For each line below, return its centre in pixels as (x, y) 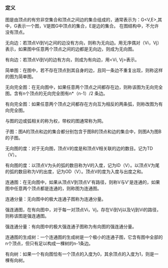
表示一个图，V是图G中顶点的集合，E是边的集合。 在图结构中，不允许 (88, 26)
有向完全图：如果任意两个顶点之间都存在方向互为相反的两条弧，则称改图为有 (84, 104)
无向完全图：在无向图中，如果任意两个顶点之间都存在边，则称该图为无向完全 (84, 87)
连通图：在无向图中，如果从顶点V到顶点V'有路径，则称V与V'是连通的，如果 (83, 182)
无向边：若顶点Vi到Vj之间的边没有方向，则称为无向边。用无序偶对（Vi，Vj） (83, 43)
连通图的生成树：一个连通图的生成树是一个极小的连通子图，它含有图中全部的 (84, 237)
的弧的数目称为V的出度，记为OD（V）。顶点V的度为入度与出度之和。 (75, 171)
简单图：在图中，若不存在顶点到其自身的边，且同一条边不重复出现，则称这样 (84, 70)
